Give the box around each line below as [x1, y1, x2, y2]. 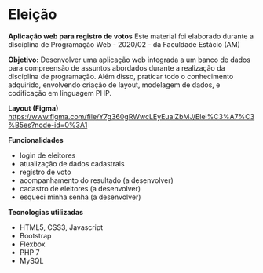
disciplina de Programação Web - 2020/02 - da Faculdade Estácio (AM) [8, 39, 241, 49]
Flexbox [19, 239, 46, 249]
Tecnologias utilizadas [8, 207, 84, 217]
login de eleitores [19, 151, 76, 160]
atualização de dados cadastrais [19, 158, 125, 168]
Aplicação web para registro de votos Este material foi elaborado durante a [8, 31, 254, 41]
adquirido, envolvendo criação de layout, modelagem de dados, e [8, 80, 221, 89]
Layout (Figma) [8, 104, 59, 113]
